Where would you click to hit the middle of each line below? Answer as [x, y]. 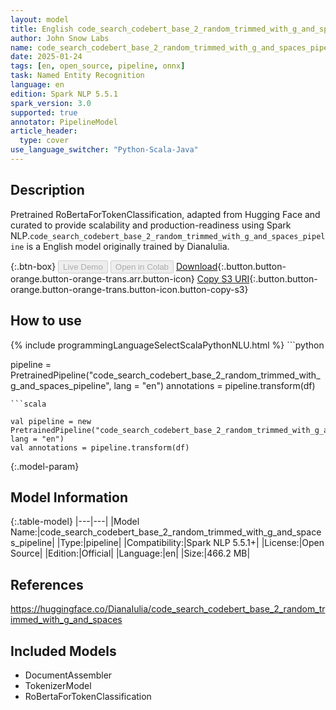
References [47, 584]
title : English [42, 29]
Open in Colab [141, 266]
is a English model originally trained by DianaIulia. [128, 246]
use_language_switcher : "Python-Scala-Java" [104, 150]
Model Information [69, 497]
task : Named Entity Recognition [77, 76]
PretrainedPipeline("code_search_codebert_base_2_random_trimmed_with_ [165, 375]
